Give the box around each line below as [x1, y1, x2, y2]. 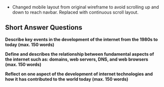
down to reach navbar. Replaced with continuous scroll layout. [12, 9, 139, 15]
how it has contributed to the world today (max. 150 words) [5, 76, 129, 82]
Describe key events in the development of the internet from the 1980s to [5, 36, 158, 42]
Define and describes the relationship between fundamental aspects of [5, 51, 154, 57]
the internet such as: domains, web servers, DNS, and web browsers [5, 56, 149, 62]
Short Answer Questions [5, 23, 83, 32]
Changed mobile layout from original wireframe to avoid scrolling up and [12, 4, 159, 10]
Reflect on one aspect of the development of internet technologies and [5, 71, 153, 77]
